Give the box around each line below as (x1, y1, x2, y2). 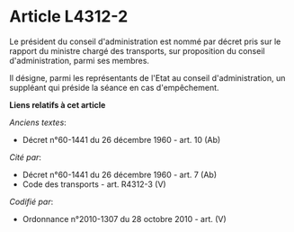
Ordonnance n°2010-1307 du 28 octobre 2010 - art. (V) (22, 213, 227, 224)
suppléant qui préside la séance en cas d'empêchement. (9, 82, 219, 93)
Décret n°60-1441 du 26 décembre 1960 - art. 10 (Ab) (22, 134, 221, 145)
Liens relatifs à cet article (9, 99, 106, 110)
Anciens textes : (9, 117, 67, 128)
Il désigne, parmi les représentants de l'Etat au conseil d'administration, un (9, 72, 286, 83)
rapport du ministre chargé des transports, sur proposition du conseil (9, 45, 265, 56)
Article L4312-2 (9, 6, 129, 27)
